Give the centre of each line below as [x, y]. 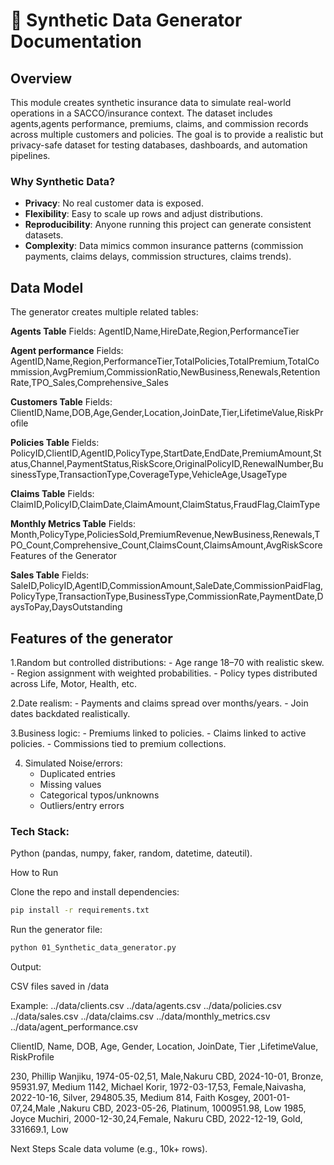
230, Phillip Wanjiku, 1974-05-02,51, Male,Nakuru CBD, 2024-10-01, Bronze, [167, 1076]
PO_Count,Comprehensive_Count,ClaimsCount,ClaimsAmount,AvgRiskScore [166, 545]
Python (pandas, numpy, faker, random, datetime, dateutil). [131, 853]
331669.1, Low [39, 1129]
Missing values [70, 784]
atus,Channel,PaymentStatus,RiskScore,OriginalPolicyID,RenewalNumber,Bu [167, 464]
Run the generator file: [56, 930]
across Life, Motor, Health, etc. [74, 683]
